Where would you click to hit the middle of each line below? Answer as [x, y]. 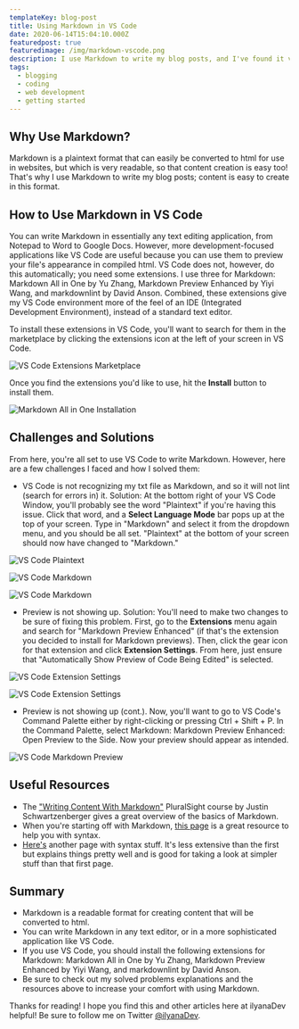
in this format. [35, 187]
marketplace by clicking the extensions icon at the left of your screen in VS [147, 339]
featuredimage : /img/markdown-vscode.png [87, 51]
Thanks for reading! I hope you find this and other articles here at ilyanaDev [148, 1006]
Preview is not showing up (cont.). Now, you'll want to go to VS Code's [151, 711]
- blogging [37, 76]
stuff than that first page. [68, 863]
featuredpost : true [45, 42]
